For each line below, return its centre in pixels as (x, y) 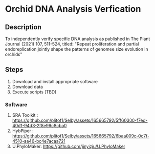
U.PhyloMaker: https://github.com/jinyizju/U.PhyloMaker (69, 146)
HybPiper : (23, 131)
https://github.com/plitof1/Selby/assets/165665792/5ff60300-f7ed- (80, 120)
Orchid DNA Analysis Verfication (73, 9)
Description (23, 27)
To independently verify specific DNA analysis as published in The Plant (77, 39)
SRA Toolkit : (25, 115)
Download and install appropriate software (55, 81)
